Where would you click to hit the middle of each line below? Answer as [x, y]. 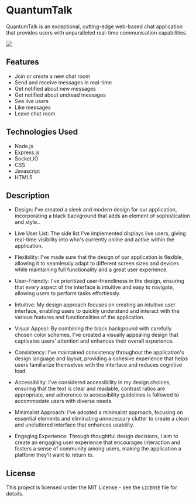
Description [28, 195]
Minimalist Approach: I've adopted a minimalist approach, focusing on [99, 412]
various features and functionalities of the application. [80, 317]
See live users [32, 101]
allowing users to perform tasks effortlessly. [68, 293]
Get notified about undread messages [60, 95]
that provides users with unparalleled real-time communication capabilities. [97, 32]
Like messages [32, 107]
